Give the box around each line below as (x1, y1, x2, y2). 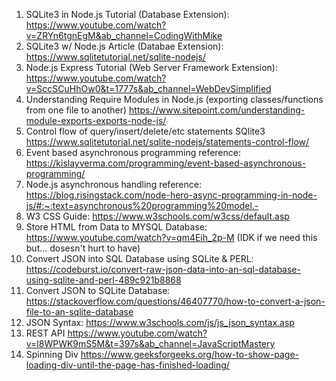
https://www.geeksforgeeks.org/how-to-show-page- (80, 349, 300, 360)
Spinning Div (25, 349, 79, 360)
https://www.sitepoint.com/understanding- (129, 104, 306, 116)
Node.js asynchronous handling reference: (25, 179, 202, 190)
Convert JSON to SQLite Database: (25, 285, 171, 296)
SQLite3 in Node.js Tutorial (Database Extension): (25, 9, 230, 20)
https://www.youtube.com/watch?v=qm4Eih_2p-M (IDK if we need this (25, 232, 318, 243)
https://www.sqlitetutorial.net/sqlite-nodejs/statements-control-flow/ (25, 136, 310, 148)
